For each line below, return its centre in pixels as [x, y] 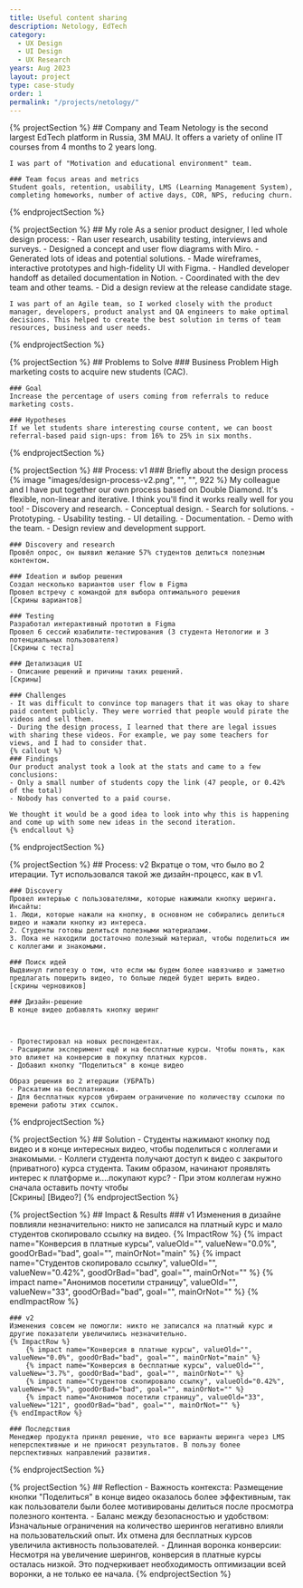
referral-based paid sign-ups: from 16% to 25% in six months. [131, 436]
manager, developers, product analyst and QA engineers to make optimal [149, 312]
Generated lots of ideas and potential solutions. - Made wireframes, [135, 258]
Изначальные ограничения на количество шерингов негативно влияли [147, 1526]
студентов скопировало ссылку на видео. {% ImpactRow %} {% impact [146, 1235]
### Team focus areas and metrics [75, 179]
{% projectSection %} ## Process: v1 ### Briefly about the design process [149, 470]
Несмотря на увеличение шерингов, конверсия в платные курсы [136, 1554]
